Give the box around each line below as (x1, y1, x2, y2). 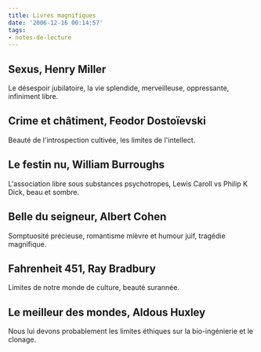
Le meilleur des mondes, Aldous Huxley (8, 306, 206, 319)
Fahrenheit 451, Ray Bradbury (8, 262, 157, 275)
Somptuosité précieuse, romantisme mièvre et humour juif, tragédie (8, 231, 226, 240)
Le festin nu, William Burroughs (8, 158, 165, 171)
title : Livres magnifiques (8, 11, 96, 20)
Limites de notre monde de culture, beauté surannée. (8, 283, 180, 292)
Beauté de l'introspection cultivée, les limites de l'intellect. (8, 135, 196, 145)
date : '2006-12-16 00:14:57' (8, 19, 103, 27)
